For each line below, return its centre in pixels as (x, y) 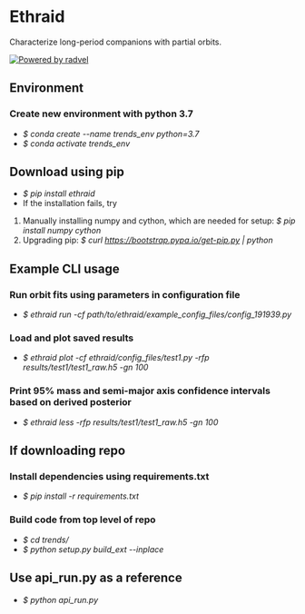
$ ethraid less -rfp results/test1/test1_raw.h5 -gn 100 (120, 422)
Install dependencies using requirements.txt (109, 477)
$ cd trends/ (46, 540)
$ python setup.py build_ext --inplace (93, 549)
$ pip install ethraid (59, 193)
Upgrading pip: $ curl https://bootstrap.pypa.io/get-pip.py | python (148, 240)
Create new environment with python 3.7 (101, 114)
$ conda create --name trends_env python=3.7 (111, 134)
